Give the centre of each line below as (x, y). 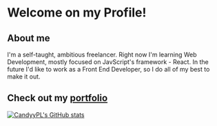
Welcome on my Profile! (77, 13)
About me (29, 38)
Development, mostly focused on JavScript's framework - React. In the (108, 62)
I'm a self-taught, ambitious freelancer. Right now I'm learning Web (102, 54)
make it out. (24, 76)
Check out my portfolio (58, 98)
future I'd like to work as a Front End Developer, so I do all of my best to (108, 69)
